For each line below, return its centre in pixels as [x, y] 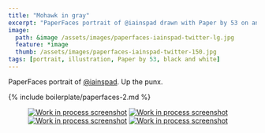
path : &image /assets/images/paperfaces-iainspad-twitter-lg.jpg [125, 37]
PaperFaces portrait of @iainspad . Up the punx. [86, 81]
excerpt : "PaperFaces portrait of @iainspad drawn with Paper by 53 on [128, 23]
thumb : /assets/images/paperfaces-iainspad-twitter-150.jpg [116, 52]
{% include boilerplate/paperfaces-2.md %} [80, 97]
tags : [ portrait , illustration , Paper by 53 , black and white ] [114, 60]
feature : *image [42, 45]
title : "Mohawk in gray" [49, 15]
